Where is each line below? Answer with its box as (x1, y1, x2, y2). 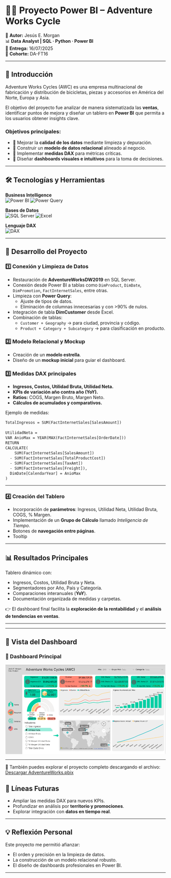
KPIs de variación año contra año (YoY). (12, 389, 98, 395)
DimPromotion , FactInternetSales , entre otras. (12, 287, 108, 293)
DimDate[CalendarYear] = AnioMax (10, 471, 81, 476)
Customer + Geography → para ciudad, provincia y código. (20, 320, 140, 326)
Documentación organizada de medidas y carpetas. (12, 596, 122, 602)
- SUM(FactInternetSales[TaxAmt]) (10, 461, 83, 466)
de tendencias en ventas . (5, 613, 60, 619)
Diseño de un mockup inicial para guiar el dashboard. (12, 357, 126, 363)
